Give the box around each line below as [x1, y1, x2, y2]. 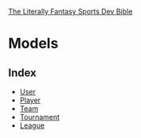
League [19, 121, 45, 130]
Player [19, 95, 41, 105]
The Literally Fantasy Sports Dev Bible [8, 7, 133, 16]
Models [8, 35, 59, 52]
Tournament [19, 113, 60, 121]
